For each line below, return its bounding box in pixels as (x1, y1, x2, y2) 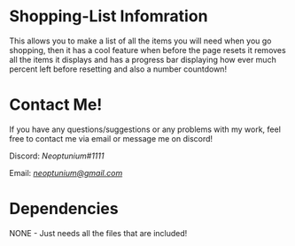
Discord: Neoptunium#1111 (9, 150, 105, 161)
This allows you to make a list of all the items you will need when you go (9, 35, 272, 46)
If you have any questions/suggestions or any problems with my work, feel (9, 124, 282, 135)
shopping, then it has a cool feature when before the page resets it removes (9, 44, 286, 55)
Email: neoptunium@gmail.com (9, 167, 123, 178)
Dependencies (9, 199, 119, 219)
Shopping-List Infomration (9, 6, 208, 27)
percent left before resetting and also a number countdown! (9, 64, 228, 74)
